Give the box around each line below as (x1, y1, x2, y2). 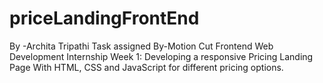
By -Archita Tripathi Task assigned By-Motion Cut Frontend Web (9, 40, 274, 52)
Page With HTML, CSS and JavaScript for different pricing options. (9, 61, 284, 73)
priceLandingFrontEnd (9, 7, 200, 30)
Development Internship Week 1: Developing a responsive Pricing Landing (9, 50, 314, 62)
